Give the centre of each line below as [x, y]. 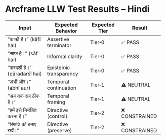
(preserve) [60, 130]
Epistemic [59, 68]
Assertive [58, 39]
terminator [59, 45]
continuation [62, 88]
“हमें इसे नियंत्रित [22, 110]
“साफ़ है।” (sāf [23, 53]
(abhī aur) [19, 88]
